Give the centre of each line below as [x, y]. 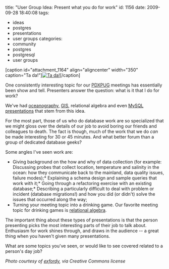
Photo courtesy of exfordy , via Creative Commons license [65, 261]
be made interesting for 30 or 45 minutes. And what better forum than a [80, 137]
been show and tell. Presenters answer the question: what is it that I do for [82, 90]
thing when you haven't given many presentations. [58, 236]
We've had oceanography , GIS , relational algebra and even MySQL [74, 105]
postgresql [24, 55]
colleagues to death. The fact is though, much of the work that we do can [82, 131]
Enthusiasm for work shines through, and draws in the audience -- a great [82, 231]
